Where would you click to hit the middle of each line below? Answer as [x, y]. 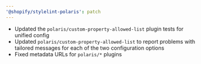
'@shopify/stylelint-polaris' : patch [53, 12]
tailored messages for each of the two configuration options [89, 48]
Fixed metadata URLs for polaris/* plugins [68, 54]
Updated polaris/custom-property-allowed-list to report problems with [105, 41]
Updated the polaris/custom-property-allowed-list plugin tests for [99, 29]
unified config [32, 35]
